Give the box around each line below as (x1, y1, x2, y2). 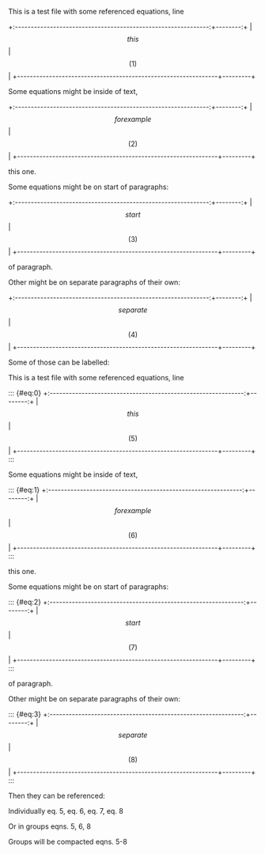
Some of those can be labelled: (8, 357, 110, 367)
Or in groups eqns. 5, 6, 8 (8, 822, 91, 831)
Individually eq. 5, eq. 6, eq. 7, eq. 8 (8, 807, 124, 815)
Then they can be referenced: (8, 791, 105, 800)
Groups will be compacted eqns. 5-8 (8, 837, 128, 846)
